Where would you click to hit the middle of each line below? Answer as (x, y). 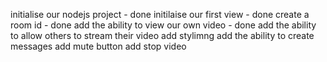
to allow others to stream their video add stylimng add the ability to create (162, 35)
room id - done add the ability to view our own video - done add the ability (163, 25)
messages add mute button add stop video (98, 46)
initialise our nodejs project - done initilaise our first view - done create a (160, 14)
